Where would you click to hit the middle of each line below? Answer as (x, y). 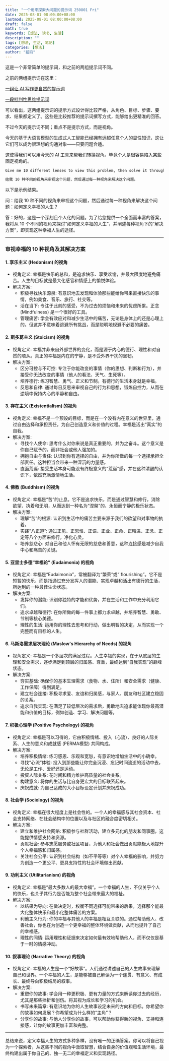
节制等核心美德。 (38, 618)
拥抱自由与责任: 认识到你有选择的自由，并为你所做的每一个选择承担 (90, 456)
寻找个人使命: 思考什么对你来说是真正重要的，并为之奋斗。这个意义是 (92, 443)
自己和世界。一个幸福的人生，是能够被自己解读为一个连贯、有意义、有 (85, 975)
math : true (17, 29)
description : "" (22, 38)
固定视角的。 (18, 161)
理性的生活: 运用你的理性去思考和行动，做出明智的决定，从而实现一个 (92, 625)
